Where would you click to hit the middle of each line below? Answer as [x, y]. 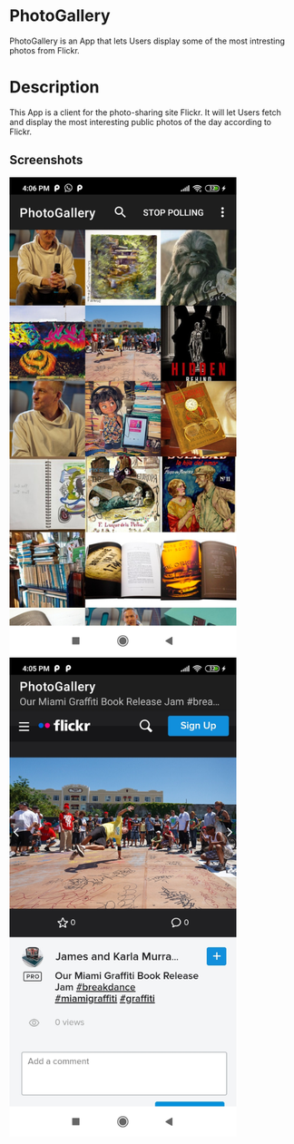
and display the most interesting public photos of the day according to [141, 122]
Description [54, 88]
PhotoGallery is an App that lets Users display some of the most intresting [147, 41]
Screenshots [46, 160]
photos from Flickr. [44, 50]
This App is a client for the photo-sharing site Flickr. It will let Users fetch [145, 112]
